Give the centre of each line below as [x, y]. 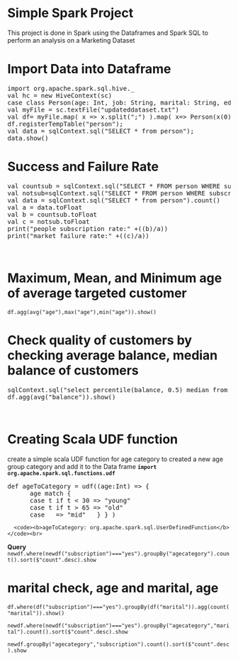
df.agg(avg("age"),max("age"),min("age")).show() [82, 312]
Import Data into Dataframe [89, 69]
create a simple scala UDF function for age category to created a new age [115, 459]
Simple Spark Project [70, 13]
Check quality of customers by [100, 340]
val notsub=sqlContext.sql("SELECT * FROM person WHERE [106, 193]
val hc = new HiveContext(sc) [60, 95]
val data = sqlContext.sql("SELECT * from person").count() [114, 200]
